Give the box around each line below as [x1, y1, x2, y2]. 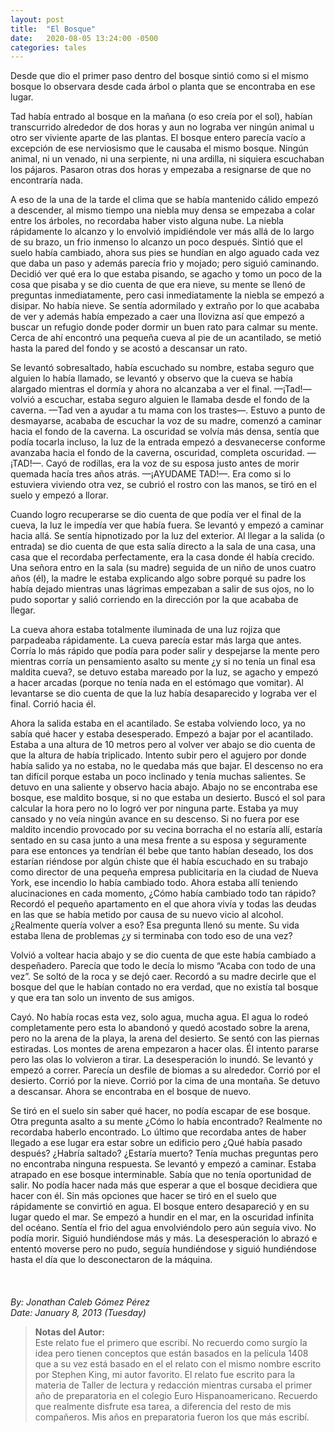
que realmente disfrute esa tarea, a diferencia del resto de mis [34, 1401, 292, 1413]
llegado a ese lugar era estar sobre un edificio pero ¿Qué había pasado [10, 1137, 303, 1149]
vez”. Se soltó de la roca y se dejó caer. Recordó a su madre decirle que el [10, 971, 317, 983]
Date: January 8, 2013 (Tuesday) [10, 1307, 147, 1319]
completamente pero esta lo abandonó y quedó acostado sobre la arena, [10, 1022, 311, 1034]
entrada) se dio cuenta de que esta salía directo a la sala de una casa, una [10, 541, 317, 553]
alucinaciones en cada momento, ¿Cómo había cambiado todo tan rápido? [10, 887, 317, 900]
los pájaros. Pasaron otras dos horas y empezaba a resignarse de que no [10, 164, 312, 176]
